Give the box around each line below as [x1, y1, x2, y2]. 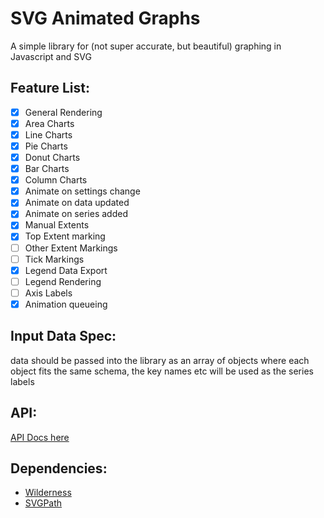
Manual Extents [24, 219, 90, 231]
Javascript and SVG [10, 50, 92, 62]
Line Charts [24, 128, 73, 141]
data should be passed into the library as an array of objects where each [10, 354, 310, 366]
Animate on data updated [24, 197, 130, 209]
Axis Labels [24, 287, 73, 299]
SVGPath [24, 497, 63, 509]
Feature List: [10, 80, 90, 97]
